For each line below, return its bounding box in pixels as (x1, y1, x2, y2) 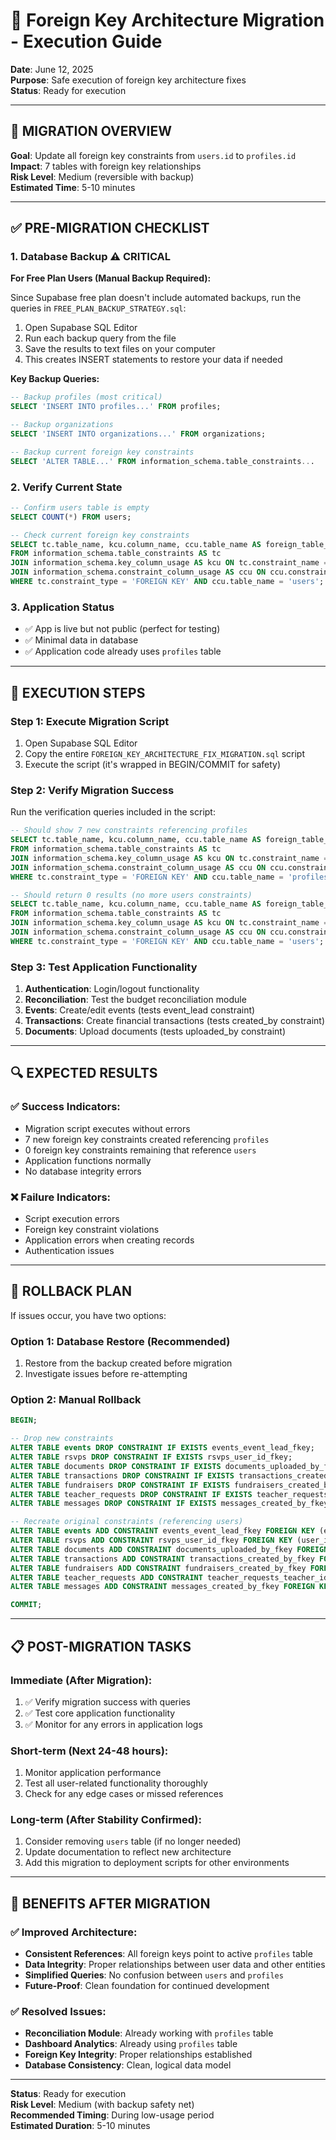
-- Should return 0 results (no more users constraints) (10, 890, 253, 900)
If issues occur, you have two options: (10, 1309, 167, 1321)
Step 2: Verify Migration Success (10, 783, 175, 797)
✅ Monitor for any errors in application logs (24, 1718, 203, 1730)
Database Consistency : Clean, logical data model (24, 2059, 232, 2071)
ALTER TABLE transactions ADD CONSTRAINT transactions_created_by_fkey (10, 1554, 315, 1564)
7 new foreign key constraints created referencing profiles (24, 1133, 270, 1145)
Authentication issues (24, 1245, 115, 1257)
